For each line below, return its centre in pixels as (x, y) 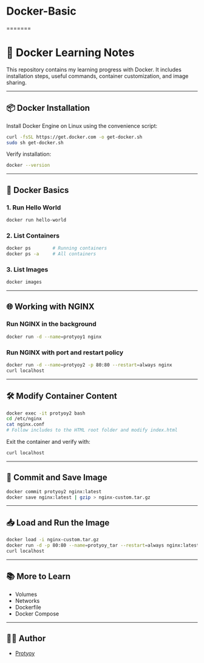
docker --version (28, 166)
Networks (27, 600)
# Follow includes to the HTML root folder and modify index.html (92, 430)
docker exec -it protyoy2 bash (46, 413)
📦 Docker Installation (48, 108)
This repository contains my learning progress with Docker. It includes (94, 69)
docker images (24, 282)
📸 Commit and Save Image (57, 478)
